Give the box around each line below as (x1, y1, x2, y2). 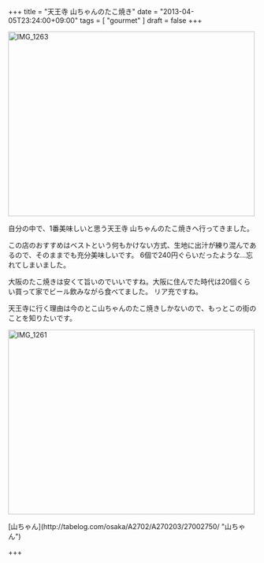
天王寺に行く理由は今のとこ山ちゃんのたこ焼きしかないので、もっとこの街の (8, 304, 257, 313)
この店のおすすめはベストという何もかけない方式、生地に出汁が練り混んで (8, 240, 250, 250)
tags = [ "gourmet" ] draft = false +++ (80, 16, 203, 25)
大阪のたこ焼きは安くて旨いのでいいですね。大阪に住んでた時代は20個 (8, 277, 237, 286)
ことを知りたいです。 (8, 314, 77, 323)
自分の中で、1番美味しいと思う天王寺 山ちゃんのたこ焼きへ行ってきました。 (8, 224, 254, 233)
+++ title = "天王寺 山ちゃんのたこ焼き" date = (8, 7, 159, 16)
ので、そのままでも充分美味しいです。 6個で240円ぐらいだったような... (14, 251, 247, 259)
